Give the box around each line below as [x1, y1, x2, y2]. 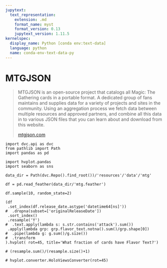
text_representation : [10, 12, 56, 17]
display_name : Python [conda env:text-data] [10, 41, 106, 46]
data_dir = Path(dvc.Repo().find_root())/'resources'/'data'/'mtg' [5, 173, 152, 178]
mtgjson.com [17, 131, 46, 138]
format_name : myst [14, 21, 54, 27]
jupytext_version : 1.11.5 [14, 31, 70, 36]
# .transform [5, 236, 36, 241]
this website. [17, 122, 45, 128]
